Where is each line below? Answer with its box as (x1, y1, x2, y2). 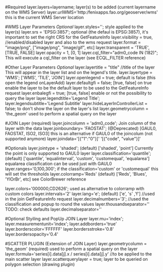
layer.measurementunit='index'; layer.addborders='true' (5, 221, 117, 227)
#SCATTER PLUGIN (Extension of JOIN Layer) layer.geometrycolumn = (5, 241, 147, 246)
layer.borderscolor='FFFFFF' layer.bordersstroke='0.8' (5, 226, 114, 232)
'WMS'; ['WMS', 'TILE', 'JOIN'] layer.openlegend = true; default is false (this (5, 75, 156, 80)
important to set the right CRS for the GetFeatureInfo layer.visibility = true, (5, 34, 153, 40)
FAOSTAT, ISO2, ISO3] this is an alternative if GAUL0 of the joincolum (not (5, 131, 153, 136)
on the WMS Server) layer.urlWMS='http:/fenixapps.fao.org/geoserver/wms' (5, 9, 158, 15)
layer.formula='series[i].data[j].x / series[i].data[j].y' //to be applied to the (5, 251, 152, 257)
